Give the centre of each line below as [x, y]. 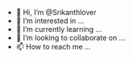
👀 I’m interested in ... [50, 21]
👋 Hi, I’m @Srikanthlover [56, 12]
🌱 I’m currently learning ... [59, 29]
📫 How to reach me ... [53, 47]
